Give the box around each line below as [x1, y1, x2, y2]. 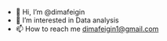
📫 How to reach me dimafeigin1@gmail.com [15, 24, 159, 33]
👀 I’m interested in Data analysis [15, 15, 119, 25]
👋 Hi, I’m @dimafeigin [15, 8, 85, 16]
